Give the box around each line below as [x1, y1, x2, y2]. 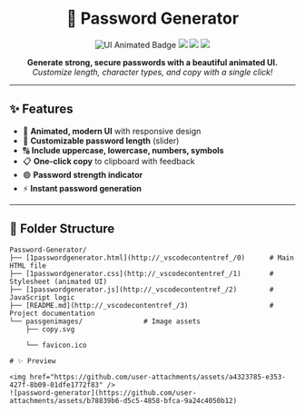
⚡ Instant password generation [22, 182, 143, 193]
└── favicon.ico [25, 340, 88, 350]
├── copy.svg [25, 324, 75, 334]
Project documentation [9, 309, 95, 318]
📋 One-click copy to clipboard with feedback [22, 155, 195, 166]
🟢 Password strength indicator [22, 169, 143, 180]
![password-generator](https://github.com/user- [9, 388, 197, 398]
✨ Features [9, 102, 74, 117]
